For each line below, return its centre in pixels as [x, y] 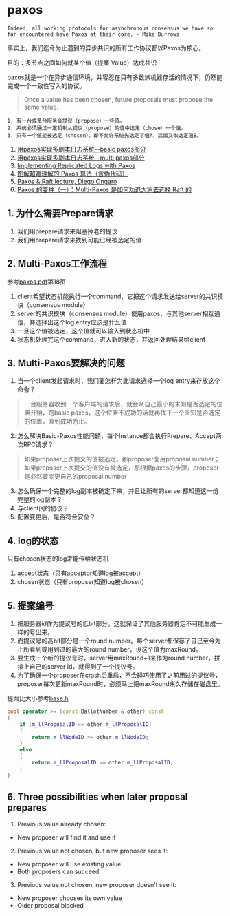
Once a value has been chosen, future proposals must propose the [118, 99]
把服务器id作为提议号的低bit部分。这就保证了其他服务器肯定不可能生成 [116, 623]
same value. [41, 107]
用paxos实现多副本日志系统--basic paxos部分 [81, 149]
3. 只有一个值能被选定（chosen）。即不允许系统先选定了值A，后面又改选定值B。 [105, 135]
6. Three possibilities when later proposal [97, 797]
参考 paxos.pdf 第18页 [37, 282]
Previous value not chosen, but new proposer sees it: [92, 851]
